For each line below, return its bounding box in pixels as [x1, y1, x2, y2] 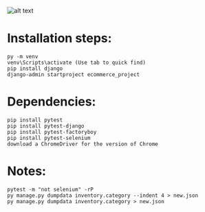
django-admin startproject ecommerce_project [7, 71, 140, 78]
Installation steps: [7, 31, 112, 46]
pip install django [7, 65, 63, 72]
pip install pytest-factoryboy [7, 128, 97, 135]
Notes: [7, 163, 47, 179]
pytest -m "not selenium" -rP [7, 186, 94, 193]
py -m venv [7, 53, 39, 60]
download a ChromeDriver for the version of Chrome [7, 141, 158, 148]
